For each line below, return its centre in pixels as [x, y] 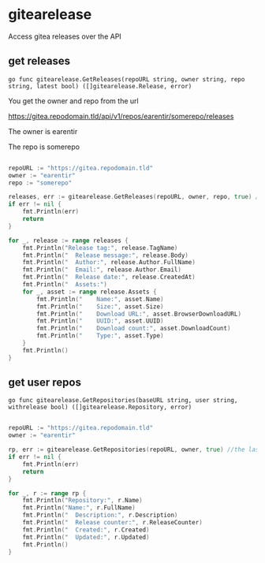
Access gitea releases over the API [65, 36]
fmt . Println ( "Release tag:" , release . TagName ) [100, 248]
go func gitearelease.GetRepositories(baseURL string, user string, [123, 401]
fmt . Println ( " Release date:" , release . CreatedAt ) [109, 278]
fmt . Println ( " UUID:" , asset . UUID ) [100, 321]
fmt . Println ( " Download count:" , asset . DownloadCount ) [134, 329]
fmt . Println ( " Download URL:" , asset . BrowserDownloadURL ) [139, 314]
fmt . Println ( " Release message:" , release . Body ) [106, 255]
